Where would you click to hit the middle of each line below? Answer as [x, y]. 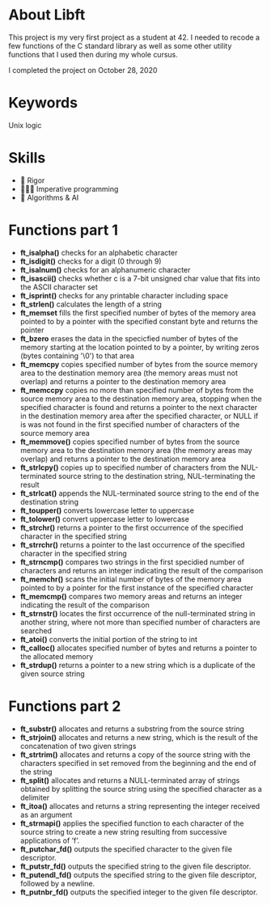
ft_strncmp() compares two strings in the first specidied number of [132, 562]
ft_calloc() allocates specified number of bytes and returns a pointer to [138, 648]
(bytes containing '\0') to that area [77, 355]
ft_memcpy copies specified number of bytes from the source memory [139, 364]
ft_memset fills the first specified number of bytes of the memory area [138, 312]
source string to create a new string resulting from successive [123, 831]
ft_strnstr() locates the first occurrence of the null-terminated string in [138, 613]
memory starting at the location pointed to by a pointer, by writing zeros [140, 347]
